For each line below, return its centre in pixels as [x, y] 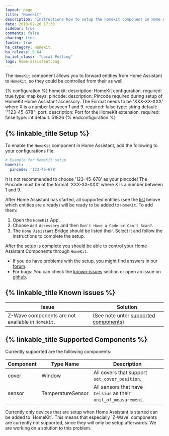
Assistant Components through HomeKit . [47, 251]
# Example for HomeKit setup [36, 160]
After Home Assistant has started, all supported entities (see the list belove [83, 199]
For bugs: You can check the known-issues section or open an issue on [87, 271]
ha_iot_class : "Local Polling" [39, 57]
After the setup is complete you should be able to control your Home [76, 246]
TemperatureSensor [65, 393]
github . [20, 277]
